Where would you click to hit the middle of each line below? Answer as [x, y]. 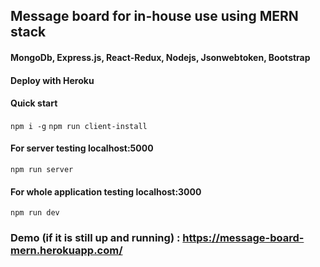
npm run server [42, 169]
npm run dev [35, 213]
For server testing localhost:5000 [82, 148]
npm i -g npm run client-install [79, 126]
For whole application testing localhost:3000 [106, 191]
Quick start [34, 103]
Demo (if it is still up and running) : [95, 238]
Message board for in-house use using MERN [154, 16]
